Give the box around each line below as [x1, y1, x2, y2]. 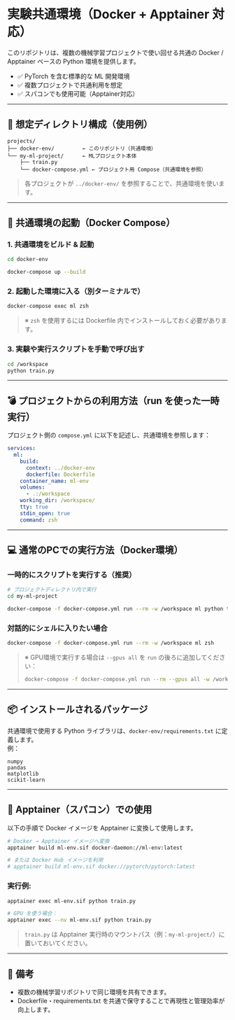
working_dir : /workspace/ [20, 497, 96, 504]
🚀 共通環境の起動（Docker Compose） [7, 217, 176, 229]
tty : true [20, 503, 49, 511]
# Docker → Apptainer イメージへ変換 [7, 837, 110, 844]
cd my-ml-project [7, 593, 58, 600]
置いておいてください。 [24, 939, 92, 947]
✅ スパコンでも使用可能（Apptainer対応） [17, 89, 138, 98]
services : [7, 445, 36, 452]
